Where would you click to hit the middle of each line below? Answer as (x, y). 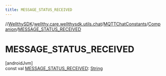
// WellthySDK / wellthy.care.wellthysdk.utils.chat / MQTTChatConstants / (77, 24)
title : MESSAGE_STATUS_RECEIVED (39, 10)
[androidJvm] (19, 63)
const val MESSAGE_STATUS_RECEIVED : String (54, 68)
